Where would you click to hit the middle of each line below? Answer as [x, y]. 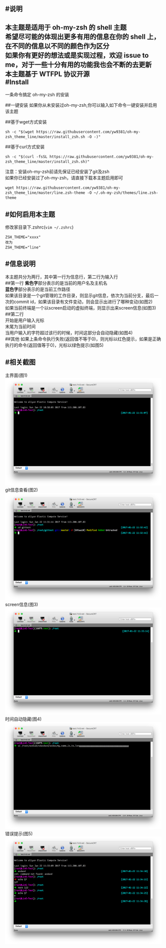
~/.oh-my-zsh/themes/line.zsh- [126, 193]
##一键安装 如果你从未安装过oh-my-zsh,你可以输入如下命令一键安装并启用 [81, 105]
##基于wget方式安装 [26, 122]
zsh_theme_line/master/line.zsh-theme [45, 193]
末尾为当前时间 [20, 326]
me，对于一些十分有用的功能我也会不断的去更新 [79, 64]
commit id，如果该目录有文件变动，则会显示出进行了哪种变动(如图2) [83, 302]
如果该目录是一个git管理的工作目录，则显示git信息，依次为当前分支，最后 [80, 295]
